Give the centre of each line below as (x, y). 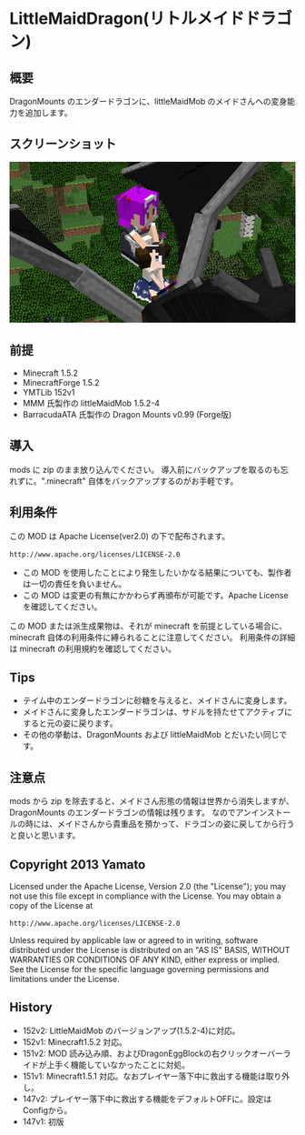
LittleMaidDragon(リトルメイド (127, 19)
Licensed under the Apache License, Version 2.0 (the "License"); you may (148, 886)
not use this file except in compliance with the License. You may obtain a (145, 896)
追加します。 (49, 113)
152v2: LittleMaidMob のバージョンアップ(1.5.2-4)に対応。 (131, 1030)
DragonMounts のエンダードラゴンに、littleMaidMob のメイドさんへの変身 (148, 101)
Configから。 (47, 1110)
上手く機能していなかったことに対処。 (118, 1064)
